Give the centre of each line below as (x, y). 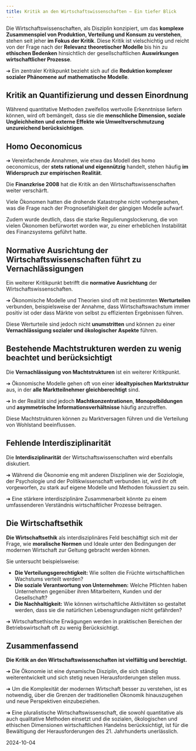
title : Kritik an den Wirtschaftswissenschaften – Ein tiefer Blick (91, 11)
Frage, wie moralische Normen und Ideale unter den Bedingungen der (91, 544)
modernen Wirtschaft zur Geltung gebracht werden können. (78, 550)
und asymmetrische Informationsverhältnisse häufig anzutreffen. (87, 407)
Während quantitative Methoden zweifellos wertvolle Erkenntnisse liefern (94, 110)
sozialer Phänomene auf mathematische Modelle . (68, 77)
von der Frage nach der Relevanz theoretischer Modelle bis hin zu (87, 47)
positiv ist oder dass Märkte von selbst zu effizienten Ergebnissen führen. (95, 313)
